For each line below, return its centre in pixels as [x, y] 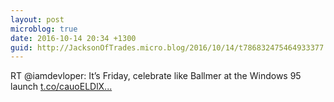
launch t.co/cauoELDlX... [61, 87]
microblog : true [44, 29]
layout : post [37, 19]
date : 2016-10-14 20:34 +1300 [73, 38]
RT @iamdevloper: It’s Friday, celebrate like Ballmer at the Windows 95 [156, 76]
